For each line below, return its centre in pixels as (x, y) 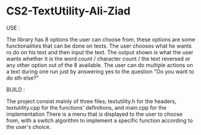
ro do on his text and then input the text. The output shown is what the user (100, 52)
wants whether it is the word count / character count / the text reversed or (98, 58)
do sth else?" (23, 78)
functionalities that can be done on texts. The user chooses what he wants (99, 46)
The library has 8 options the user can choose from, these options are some (101, 39)
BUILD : (16, 89)
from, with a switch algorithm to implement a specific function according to (100, 120)
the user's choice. (29, 127)
